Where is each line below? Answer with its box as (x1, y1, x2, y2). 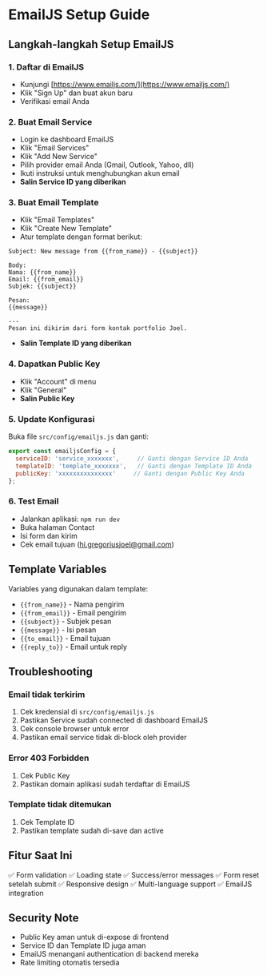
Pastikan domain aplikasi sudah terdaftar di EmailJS (19, 779, 190, 789)
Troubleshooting (8, 665, 94, 679)
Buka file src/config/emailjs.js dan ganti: (8, 432, 149, 441)
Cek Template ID (19, 817, 75, 826)
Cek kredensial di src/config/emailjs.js (19, 707, 154, 717)
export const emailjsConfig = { (8, 448, 116, 456)
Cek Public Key (19, 770, 70, 780)
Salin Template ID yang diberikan (19, 338, 132, 348)
